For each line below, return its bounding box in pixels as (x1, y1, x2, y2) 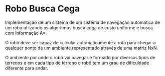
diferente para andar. (5, 65, 48, 71)
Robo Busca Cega (5, 3, 80, 14)
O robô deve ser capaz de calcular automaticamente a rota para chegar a (5, 39, 156, 45)
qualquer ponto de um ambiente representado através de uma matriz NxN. (5, 45, 159, 51)
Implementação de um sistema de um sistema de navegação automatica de (5, 19, 161, 25)
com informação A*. (5, 30, 47, 36)
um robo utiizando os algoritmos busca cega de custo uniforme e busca (5, 24, 153, 30)
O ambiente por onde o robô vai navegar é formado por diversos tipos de (5, 54, 156, 60)
